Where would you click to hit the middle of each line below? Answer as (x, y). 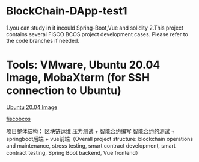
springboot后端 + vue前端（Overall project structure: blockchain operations (100, 139)
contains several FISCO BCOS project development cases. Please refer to (97, 34)
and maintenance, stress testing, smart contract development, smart (91, 145)
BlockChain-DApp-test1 (67, 11)
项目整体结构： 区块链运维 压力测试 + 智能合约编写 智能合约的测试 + (91, 131)
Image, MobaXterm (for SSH (78, 78)
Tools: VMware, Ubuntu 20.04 (83, 65)
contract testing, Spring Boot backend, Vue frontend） (74, 152)
